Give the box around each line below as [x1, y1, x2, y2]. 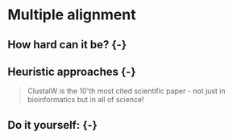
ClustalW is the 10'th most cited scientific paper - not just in [27, 86, 226, 96]
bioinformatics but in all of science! [27, 95, 144, 105]
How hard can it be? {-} [7, 38, 127, 51]
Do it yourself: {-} [7, 118, 98, 132]
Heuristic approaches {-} [7, 64, 136, 78]
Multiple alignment [7, 6, 136, 24]
